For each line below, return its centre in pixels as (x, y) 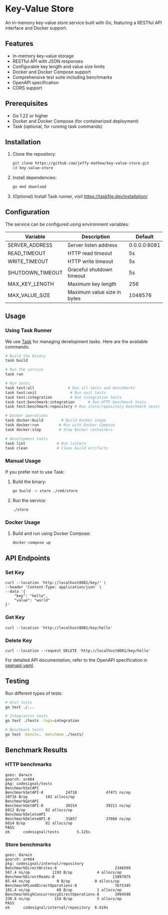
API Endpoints (28, 558)
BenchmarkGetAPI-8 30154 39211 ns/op (68, 806)
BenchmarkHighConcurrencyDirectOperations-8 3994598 (68, 894)
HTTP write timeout (90, 261)
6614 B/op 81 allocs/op (39, 823)
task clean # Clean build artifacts (57, 448)
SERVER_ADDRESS (30, 245)
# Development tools (27, 439)
